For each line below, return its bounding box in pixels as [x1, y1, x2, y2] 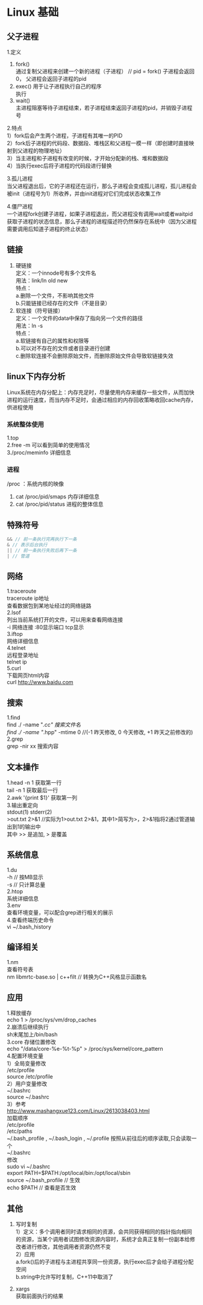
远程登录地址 [7, 652, 39, 659]
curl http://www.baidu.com [7, 679, 74, 686]
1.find [7, 714, 20, 721]
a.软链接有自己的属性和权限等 [15, 337, 89, 344]
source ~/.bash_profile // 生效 [7, 1177, 81, 1184]
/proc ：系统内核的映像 [7, 480, 64, 488]
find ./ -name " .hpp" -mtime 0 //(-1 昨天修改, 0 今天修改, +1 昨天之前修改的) [7, 729, 193, 736]
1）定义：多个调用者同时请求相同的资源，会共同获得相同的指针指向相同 [15, 1228, 192, 1235]
